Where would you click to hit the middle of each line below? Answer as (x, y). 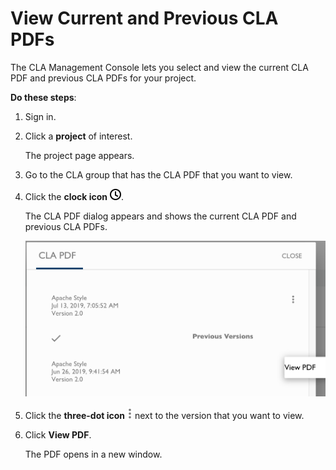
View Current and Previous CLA (144, 18)
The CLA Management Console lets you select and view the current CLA (159, 67)
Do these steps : (43, 97)
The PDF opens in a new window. (93, 454)
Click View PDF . (58, 434)
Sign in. (40, 116)
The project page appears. (79, 155)
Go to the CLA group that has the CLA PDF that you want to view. (158, 174)
